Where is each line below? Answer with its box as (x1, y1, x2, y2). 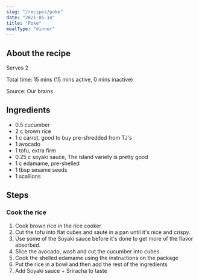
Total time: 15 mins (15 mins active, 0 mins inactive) (6, 76, 133, 83)
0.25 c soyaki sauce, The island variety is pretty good (14, 153, 149, 160)
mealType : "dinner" (6, 25, 55, 32)
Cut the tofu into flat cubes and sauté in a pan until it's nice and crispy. (14, 228, 191, 236)
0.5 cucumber (14, 121, 50, 128)
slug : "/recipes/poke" (6, 8, 63, 15)
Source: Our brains (6, 88, 53, 95)
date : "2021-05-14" (6, 15, 55, 21)
